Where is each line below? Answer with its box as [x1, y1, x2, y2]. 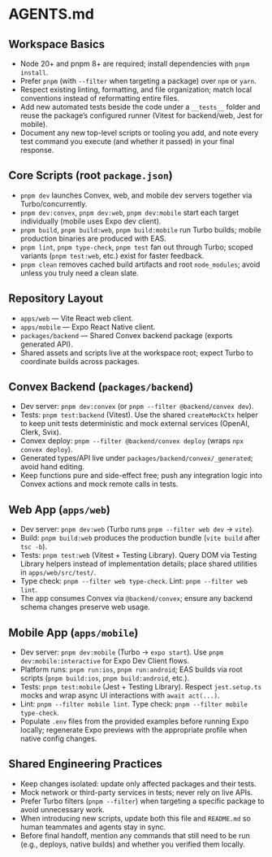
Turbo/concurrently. [19, 198, 88, 208]
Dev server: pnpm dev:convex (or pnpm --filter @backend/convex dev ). [19, 402, 254, 411]
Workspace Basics [8, 37, 106, 51]
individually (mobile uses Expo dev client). [19, 216, 162, 226]
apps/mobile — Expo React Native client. [19, 322, 156, 332]
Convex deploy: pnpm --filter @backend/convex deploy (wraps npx [19, 436, 244, 446]
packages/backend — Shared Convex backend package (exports [19, 330, 233, 340]
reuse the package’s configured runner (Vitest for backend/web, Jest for [19, 111, 263, 120]
